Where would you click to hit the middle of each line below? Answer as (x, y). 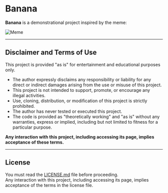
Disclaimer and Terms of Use (51, 53)
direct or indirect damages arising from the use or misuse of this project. (87, 85)
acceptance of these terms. (34, 142)
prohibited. (23, 106)
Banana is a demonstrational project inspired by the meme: (66, 22)
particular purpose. (32, 127)
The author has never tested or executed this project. (67, 111)
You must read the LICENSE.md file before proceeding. (62, 175)
